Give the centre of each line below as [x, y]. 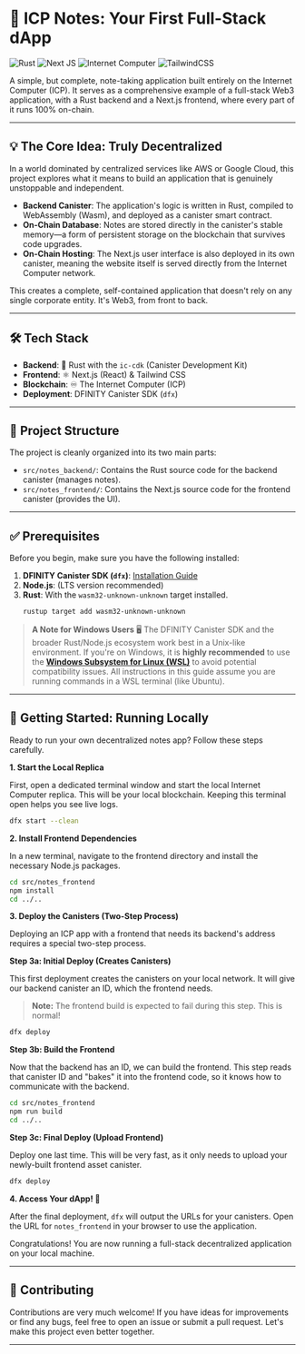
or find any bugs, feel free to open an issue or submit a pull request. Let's [147, 1321]
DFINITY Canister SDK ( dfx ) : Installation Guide [110, 576]
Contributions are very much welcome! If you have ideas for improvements [149, 1312]
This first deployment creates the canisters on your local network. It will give [152, 979]
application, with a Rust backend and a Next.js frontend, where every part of [152, 100]
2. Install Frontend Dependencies [74, 838]
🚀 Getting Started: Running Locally [109, 718]
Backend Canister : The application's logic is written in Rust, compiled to [158, 205]
